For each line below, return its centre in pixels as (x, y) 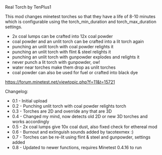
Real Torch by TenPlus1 (28, 7)
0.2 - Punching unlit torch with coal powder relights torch (69, 106)
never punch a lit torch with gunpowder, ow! (56, 62)
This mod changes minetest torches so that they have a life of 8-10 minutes (80, 16)
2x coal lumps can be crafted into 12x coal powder (62, 36)
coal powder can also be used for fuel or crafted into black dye (75, 72)
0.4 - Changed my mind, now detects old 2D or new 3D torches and (80, 116)
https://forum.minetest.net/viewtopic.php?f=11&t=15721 (60, 82)
